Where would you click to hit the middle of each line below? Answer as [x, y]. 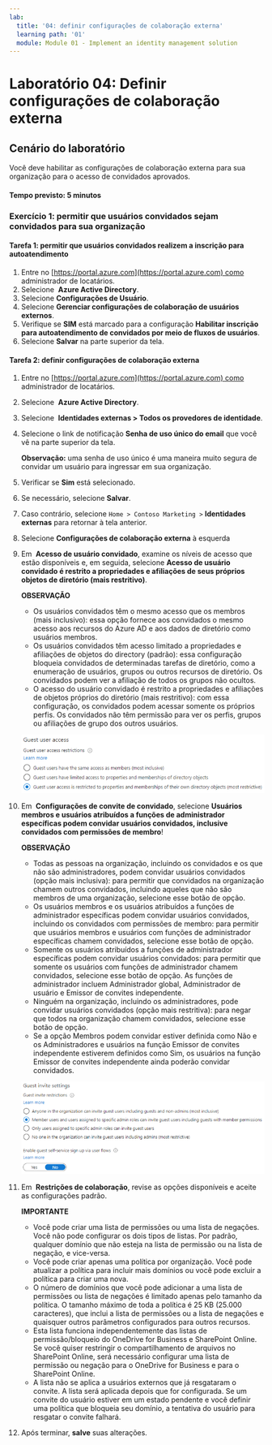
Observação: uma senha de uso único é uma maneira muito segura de [139, 458]
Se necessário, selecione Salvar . [76, 498]
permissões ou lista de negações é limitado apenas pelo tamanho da [147, 1296]
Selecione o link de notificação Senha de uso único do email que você [139, 433]
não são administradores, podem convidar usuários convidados [139, 872]
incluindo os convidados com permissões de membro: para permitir [146, 924]
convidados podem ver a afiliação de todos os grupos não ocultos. [144, 680]
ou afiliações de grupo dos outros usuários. [106, 723]
